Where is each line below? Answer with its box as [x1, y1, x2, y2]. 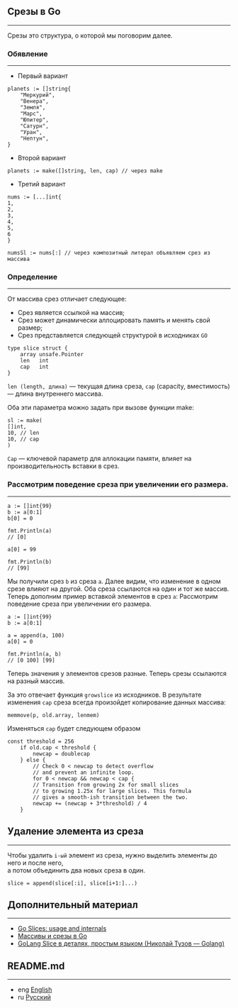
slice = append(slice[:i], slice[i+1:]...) [7, 880, 138, 887]
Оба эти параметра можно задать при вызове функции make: [7, 404, 195, 412]
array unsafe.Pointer [20, 351, 84, 358]
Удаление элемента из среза [7, 826, 144, 838]
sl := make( [7, 417, 42, 424]
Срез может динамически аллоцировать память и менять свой [17, 316, 210, 325]
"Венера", [20, 98, 50, 105]
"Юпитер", [20, 116, 50, 123]
